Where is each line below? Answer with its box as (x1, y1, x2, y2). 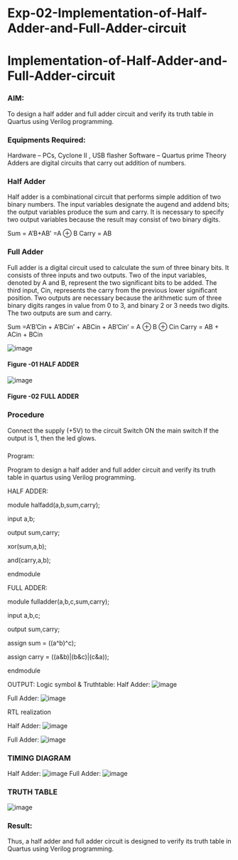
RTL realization (7, 708, 52, 716)
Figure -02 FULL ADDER (7, 392, 80, 400)
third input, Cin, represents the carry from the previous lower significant (7, 286, 218, 294)
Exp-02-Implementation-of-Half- (7, 5, 208, 21)
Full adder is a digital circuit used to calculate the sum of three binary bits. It (7, 263, 229, 271)
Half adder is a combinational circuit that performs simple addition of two (7, 192, 222, 201)
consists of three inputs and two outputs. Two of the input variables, (7, 271, 207, 279)
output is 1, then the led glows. (7, 433, 97, 442)
